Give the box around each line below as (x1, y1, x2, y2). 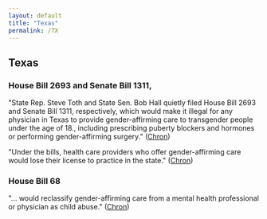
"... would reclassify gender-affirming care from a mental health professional (8, 194, 259, 203)
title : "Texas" (8, 19, 59, 27)
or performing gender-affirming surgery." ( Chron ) (8, 132, 171, 142)
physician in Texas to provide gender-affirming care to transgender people (8, 115, 253, 124)
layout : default (8, 11, 62, 20)
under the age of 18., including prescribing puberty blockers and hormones (8, 123, 255, 133)
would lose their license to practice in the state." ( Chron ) (8, 156, 194, 166)
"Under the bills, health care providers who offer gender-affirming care (8, 147, 241, 157)
